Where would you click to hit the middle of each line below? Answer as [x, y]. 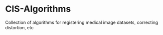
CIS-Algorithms [38, 9]
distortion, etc [19, 27]
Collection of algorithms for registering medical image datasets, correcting [82, 22]
